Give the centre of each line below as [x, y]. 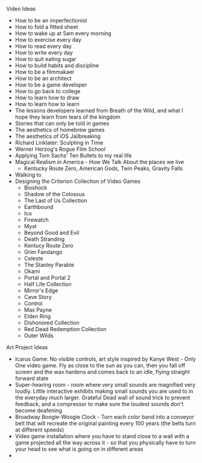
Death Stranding [44, 239]
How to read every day [43, 46]
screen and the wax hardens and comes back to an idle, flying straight [102, 372]
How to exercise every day [48, 40]
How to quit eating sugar [46, 59]
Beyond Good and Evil [52, 233]
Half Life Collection [48, 284]
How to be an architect [43, 78]
